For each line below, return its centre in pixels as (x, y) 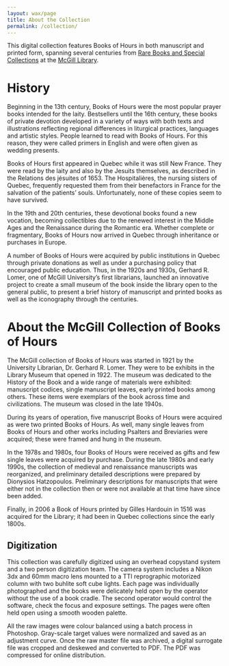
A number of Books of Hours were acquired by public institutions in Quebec (113, 256)
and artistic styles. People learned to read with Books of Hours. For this (108, 136)
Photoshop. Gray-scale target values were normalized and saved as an (107, 633)
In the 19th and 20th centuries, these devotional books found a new (102, 214)
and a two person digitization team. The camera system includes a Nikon (110, 569)
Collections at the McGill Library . (53, 60)
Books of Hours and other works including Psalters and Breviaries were (108, 432)
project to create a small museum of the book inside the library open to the (112, 285)
